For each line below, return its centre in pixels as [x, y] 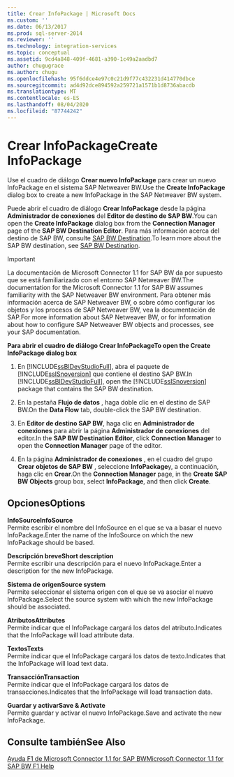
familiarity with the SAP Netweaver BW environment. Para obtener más [109, 295]
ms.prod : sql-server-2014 [45, 33]
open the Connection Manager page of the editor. [90, 445]
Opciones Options [46, 503]
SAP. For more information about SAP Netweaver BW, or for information [109, 317]
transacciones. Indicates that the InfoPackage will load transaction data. [110, 692]
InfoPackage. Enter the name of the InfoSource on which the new [100, 535]
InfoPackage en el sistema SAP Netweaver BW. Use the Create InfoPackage [116, 187]
